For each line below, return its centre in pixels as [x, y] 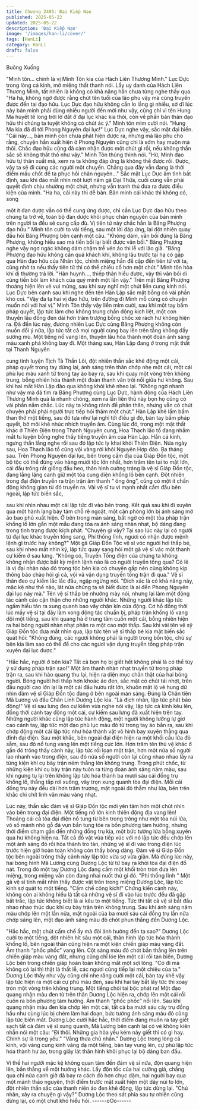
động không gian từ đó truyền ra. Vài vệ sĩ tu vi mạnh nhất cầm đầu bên [94, 487]
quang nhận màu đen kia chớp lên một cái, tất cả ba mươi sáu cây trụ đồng [98, 1007]
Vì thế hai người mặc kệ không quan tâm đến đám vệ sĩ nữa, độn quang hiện [99, 1062]
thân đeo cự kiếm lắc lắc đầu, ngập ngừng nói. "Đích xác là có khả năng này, [100, 581]
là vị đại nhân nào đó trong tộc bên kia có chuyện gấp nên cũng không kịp [97, 568]
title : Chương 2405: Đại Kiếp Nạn [49, 12]
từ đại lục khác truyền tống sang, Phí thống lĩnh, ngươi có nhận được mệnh [97, 536]
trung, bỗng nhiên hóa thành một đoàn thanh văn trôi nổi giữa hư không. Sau [100, 380]
